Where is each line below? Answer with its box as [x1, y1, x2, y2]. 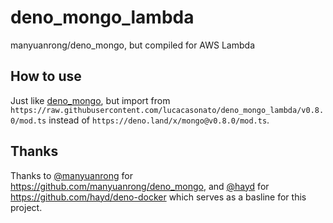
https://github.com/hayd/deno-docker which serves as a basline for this [10, 191, 307, 203]
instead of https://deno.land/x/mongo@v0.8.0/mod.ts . [48, 114, 270, 126]
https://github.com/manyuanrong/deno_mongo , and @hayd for [10, 180, 270, 192]
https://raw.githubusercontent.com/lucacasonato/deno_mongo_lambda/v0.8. [10, 105, 325, 115]
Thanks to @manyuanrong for [10, 169, 133, 181]
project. [10, 201, 43, 213]
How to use [10, 68, 82, 85]
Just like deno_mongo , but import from [10, 94, 171, 106]
